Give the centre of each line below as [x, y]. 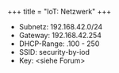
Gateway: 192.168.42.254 [60, 35]
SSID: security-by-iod [54, 52]
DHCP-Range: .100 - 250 [59, 44]
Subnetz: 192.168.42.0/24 [61, 27]
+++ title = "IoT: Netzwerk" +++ [59, 12]
